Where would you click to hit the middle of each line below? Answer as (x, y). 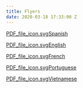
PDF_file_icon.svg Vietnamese (41, 79)
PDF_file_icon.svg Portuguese (41, 67)
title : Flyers (23, 11)
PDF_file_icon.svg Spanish (37, 33)
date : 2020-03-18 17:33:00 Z (41, 17)
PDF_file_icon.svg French (36, 56)
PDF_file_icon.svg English (36, 45)
